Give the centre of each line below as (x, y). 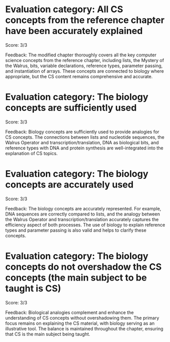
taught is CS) (33, 289)
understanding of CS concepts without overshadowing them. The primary (82, 318)
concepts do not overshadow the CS (83, 267)
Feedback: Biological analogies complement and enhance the (70, 312)
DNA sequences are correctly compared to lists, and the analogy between (83, 214)
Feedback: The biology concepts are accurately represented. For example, (83, 208)
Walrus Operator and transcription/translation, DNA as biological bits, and (82, 142)
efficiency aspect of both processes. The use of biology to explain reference (85, 225)
